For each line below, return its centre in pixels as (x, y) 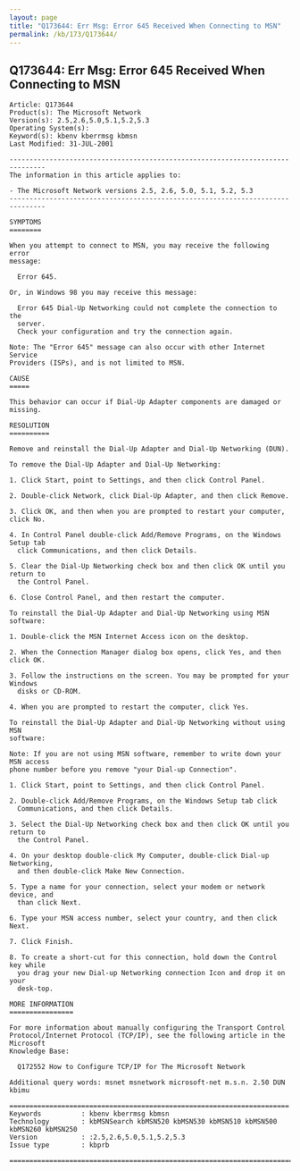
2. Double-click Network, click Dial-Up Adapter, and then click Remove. (150, 496)
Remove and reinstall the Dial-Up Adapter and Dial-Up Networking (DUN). (150, 449)
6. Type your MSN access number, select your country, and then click (143, 918)
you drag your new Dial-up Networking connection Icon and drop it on (151, 973)
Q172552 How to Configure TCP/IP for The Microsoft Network (131, 1067)
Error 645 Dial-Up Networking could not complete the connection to (147, 308)
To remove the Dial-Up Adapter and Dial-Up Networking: (115, 465)
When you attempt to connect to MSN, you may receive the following (139, 246)
